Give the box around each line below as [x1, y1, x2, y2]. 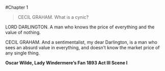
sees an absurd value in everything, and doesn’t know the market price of [5, 45, 160, 50]
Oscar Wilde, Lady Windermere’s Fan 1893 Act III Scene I [5, 60, 128, 65]
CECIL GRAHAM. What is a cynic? [17, 14, 89, 20]
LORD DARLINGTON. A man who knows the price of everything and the [5, 24, 155, 30]
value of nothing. [5, 29, 41, 35]
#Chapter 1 [5, 5, 29, 10]
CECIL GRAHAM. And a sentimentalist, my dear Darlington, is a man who [5, 39, 158, 45]
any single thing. [5, 50, 40, 56]
